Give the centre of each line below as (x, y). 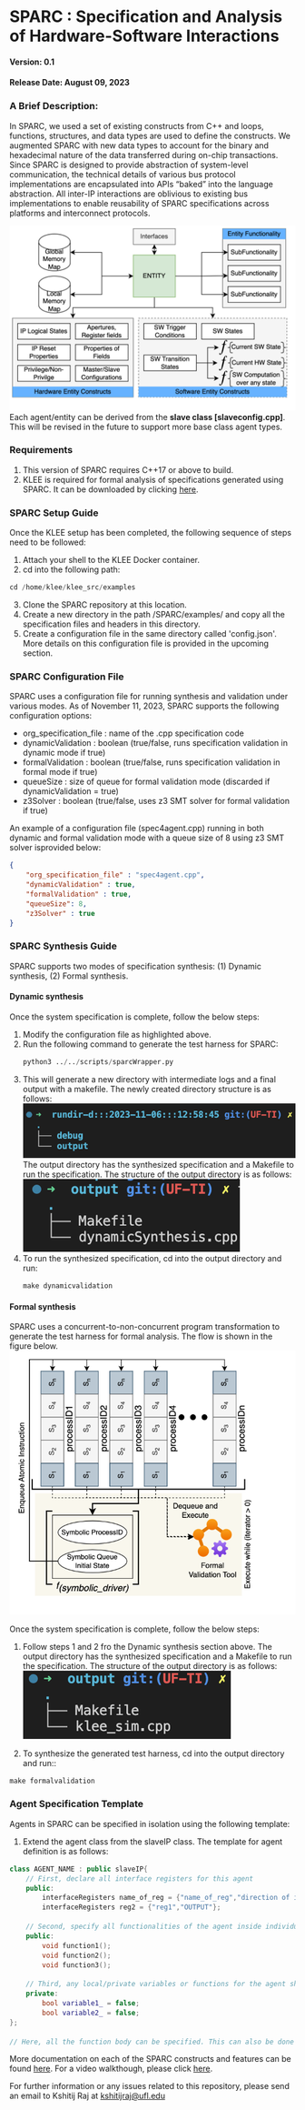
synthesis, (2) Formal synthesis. (69, 976)
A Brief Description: (54, 106)
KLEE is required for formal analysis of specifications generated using (153, 479)
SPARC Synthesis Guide (64, 946)
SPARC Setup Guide (54, 513)
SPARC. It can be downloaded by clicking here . (110, 489)
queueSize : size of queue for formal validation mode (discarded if (146, 782)
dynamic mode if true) (64, 753)
